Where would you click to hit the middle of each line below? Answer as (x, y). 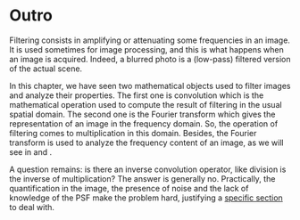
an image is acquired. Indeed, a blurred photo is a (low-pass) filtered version (150, 59)
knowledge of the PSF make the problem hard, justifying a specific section (146, 198)
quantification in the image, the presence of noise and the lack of (129, 188)
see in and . (30, 151)
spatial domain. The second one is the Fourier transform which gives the (142, 114)
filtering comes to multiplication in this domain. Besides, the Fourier (133, 133)
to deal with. (32, 207)
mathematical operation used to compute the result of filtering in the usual (146, 104)
